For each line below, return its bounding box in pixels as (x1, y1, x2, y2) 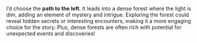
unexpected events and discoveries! (6, 30, 96, 37)
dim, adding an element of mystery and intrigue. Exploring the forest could (6, 11, 189, 18)
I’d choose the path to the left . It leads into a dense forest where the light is (6, 5, 192, 12)
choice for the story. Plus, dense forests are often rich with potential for (6, 24, 182, 31)
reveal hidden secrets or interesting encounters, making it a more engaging (6, 18, 191, 24)
